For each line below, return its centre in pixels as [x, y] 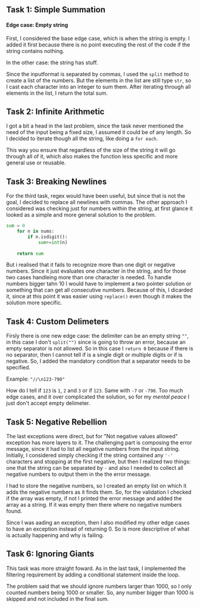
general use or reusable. [36, 163]
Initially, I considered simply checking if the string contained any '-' [90, 456]
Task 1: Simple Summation [56, 10]
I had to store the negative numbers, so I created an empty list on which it [96, 486]
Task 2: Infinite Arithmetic [55, 112]
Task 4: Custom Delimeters [57, 321]
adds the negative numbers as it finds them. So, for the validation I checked [99, 492]
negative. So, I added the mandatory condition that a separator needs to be [98, 361]
